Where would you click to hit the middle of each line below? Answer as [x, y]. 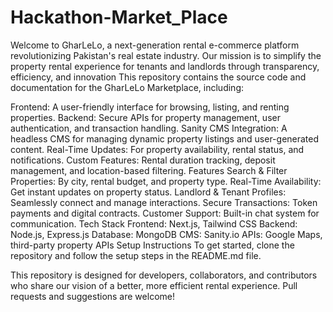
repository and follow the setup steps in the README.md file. [136, 255]
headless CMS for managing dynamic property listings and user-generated [165, 138]
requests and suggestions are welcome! [92, 296]
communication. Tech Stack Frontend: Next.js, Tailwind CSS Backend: [154, 223]
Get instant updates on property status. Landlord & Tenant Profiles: [148, 192]
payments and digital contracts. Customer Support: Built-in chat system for [165, 213]
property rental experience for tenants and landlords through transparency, [165, 66]
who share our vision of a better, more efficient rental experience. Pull [154, 285]
